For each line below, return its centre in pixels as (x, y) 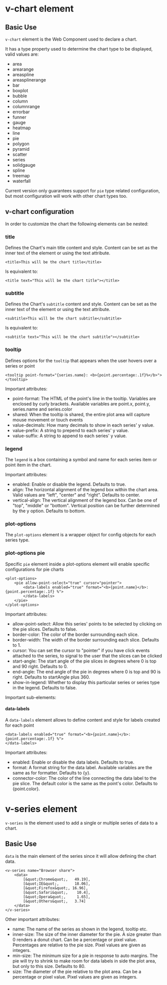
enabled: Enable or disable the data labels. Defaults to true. (73, 762)
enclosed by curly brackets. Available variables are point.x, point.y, (81, 404)
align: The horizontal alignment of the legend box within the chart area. (85, 489)
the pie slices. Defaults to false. (45, 629)
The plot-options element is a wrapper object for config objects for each (81, 535)
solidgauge (24, 165)
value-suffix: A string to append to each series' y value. (69, 436)
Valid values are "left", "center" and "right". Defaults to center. (76, 495)
